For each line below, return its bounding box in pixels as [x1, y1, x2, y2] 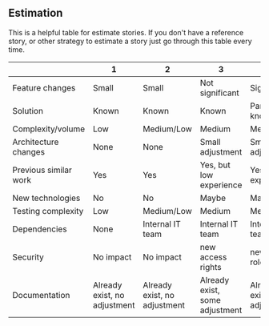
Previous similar [12, 164, 72, 175]
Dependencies [12, 223, 67, 235]
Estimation [8, 6, 63, 20]
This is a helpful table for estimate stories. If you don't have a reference [8, 27, 244, 37]
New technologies [12, 192, 81, 203]
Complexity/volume [12, 123, 86, 135]
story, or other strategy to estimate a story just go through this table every [8, 36, 252, 46]
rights [199, 261, 222, 272]
